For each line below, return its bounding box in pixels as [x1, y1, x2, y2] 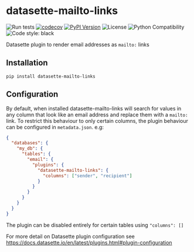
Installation [6, 58, 48, 68]
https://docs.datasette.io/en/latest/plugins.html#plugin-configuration [6, 239, 172, 246]
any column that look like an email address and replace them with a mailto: [6, 111, 189, 118]
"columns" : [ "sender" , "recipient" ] [43, 172, 132, 179]
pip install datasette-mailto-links [6, 73, 96, 80]
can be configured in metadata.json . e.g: [6, 123, 104, 130]
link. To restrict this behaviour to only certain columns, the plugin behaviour [6, 117, 189, 124]
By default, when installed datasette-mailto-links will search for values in [6, 105, 182, 112]
